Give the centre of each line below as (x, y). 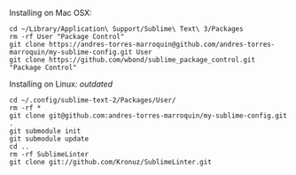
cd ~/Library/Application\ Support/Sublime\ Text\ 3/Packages (126, 29)
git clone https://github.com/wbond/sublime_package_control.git (132, 60)
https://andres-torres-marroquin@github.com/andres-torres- (162, 44)
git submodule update (49, 139)
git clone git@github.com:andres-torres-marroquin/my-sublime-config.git (148, 116)
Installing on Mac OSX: (51, 13)
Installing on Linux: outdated (61, 84)
